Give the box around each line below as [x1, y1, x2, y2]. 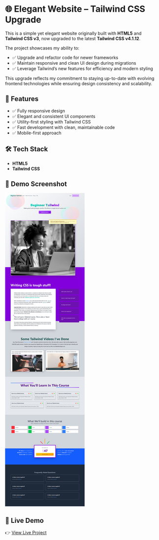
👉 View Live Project [5, 530, 47, 536]
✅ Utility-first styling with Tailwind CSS [12, 119, 91, 124]
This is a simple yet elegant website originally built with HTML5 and [5, 30, 142, 36]
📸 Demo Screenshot [5, 180, 67, 188]
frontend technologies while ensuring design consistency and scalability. [5, 80, 153, 86]
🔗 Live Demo [5, 516, 44, 525]
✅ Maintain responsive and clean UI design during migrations [12, 60, 136, 66]
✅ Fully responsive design [12, 108, 65, 114]
